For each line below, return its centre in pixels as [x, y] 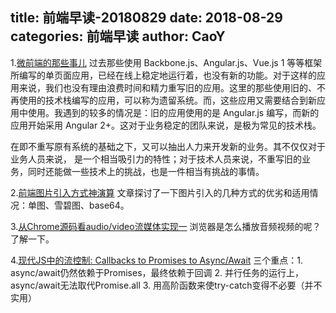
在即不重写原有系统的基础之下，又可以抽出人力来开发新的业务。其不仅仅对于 [168, 146]
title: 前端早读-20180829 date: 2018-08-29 [146, 18]
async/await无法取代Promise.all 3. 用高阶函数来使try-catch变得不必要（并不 [166, 285]
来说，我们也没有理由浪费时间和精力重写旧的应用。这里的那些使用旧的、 [167, 87]
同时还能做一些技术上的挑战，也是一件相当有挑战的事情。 [146, 171]
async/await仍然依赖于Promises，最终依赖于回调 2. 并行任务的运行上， [157, 272]
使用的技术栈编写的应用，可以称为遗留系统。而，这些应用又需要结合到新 [167, 100]
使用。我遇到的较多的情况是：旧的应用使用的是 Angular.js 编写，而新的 [173, 112]
